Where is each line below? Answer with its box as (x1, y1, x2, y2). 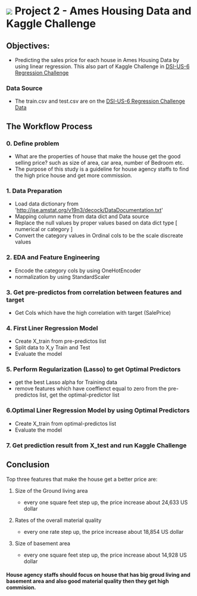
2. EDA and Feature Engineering (6, 253, 100, 262)
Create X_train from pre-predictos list (14, 337, 107, 345)
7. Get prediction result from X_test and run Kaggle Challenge (6, 441, 187, 449)
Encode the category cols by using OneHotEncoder (14, 267, 142, 274)
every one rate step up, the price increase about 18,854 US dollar (23, 528, 184, 535)
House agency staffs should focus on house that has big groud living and (6, 572, 190, 579)
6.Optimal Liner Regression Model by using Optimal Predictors (6, 406, 190, 414)
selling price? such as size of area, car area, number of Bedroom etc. (14, 159, 185, 166)
